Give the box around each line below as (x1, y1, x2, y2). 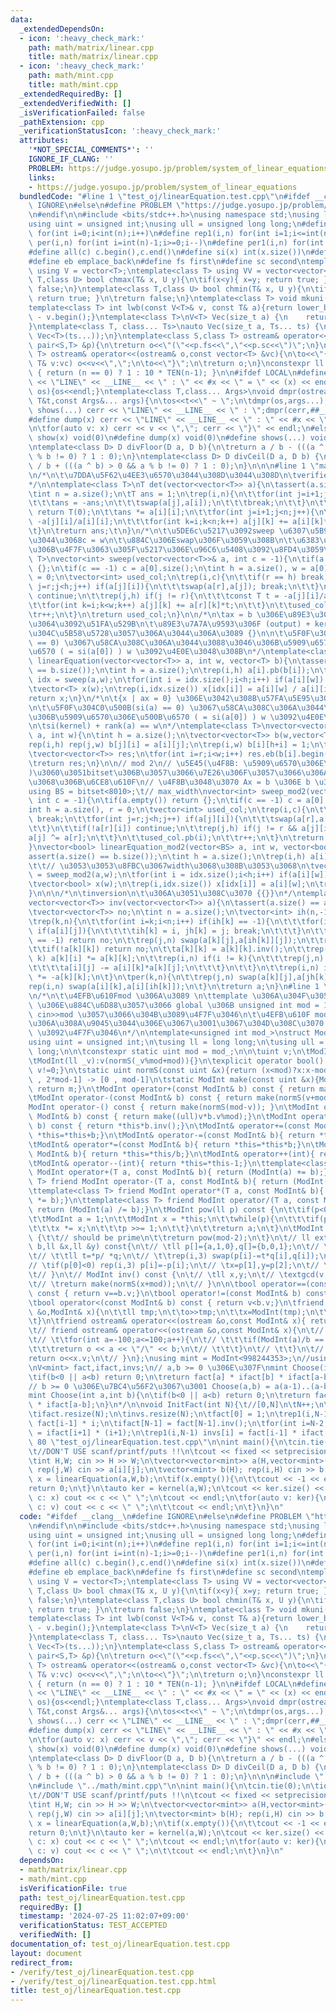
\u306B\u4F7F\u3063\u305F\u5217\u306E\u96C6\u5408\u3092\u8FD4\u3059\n (28, 544, 333, 555)
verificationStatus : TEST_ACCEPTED (19, 1921, 168, 1931)
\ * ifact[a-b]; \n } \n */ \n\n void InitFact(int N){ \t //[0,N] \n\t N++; (28, 1400, 315, 1410)
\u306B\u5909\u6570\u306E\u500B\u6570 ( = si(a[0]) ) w (28, 712, 267, 722)
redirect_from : (10, 1957, 74, 1968)
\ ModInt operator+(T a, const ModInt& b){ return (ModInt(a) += (28, 1167, 307, 1178)
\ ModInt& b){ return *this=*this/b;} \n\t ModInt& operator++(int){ (28, 1149, 315, 1159)
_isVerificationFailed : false (19, 107, 145, 118)
